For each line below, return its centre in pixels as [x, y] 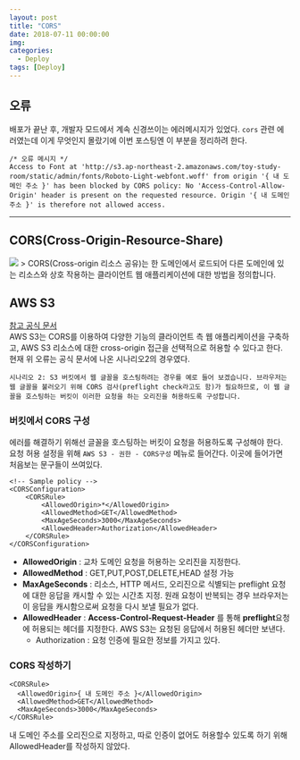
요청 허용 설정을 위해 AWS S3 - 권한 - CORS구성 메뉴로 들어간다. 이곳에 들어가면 [146, 453]
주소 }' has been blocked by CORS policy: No [110, 186]
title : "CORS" [36, 26]
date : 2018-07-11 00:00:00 [59, 34]
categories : [31, 51]
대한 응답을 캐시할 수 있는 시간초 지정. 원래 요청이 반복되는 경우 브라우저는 [160, 595]
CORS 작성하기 [40, 665]
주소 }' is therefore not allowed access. [87, 205]
